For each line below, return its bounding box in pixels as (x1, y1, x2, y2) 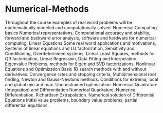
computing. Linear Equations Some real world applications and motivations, (5, 40, 157, 46)
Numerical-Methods (5, 3, 89, 15)
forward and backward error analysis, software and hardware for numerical (5, 35, 156, 41)
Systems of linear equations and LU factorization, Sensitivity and (5, 45, 135, 51)
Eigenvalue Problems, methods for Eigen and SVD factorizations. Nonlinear (5, 61, 156, 67)
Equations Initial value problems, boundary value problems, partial (5, 97, 138, 103)
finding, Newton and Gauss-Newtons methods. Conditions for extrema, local (5, 76, 159, 82)
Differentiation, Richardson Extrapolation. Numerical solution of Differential (5, 92, 155, 98)
